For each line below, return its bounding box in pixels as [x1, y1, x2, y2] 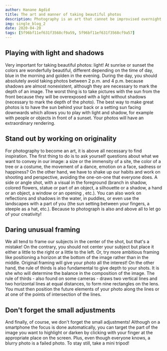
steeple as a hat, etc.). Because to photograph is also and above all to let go [5, 206, 161, 212]
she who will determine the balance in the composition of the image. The [5, 270, 155, 276]
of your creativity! [5, 211, 42, 217]
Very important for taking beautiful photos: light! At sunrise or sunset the [5, 62, 154, 68]
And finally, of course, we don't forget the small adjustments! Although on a [5, 319, 161, 325]
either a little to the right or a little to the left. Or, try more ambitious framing [5, 249, 160, 255]
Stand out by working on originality [5, 135, 117, 143]
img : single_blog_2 [5, 21, 46, 26]
